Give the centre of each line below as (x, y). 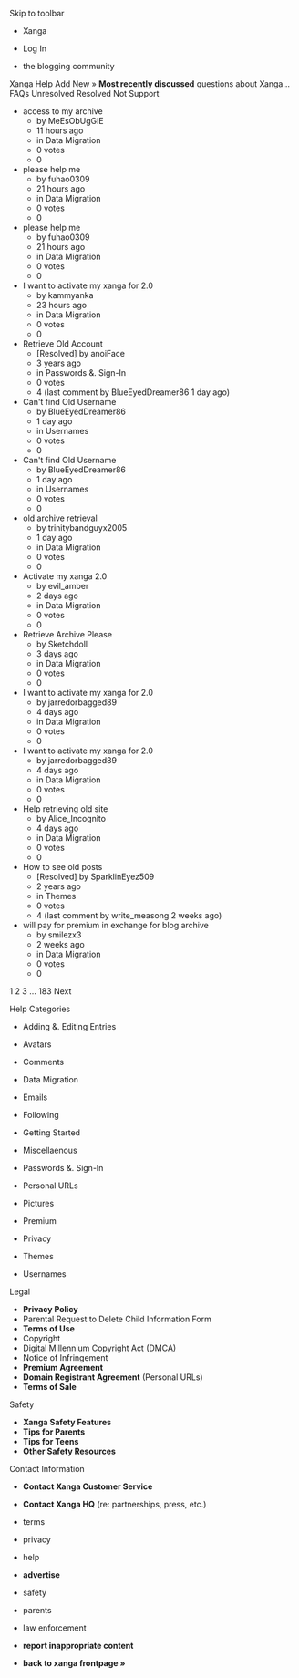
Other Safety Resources (69, 1451)
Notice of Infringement (65, 1357)
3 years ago (59, 363)
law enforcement (54, 1628)
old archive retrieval (60, 518)
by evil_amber (62, 586)
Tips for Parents (54, 1432)
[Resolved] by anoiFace (81, 353)
